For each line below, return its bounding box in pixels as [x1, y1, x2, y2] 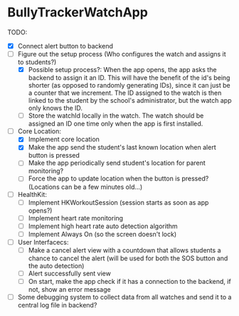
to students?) [17, 58, 57, 66]
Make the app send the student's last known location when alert [28, 143, 216, 152]
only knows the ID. [28, 104, 83, 113]
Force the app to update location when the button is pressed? [28, 174, 209, 183]
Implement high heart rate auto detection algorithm [28, 222, 178, 230]
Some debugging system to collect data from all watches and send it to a [17, 293, 232, 302]
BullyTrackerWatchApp [7, 4, 148, 21]
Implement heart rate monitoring [28, 213, 123, 222]
